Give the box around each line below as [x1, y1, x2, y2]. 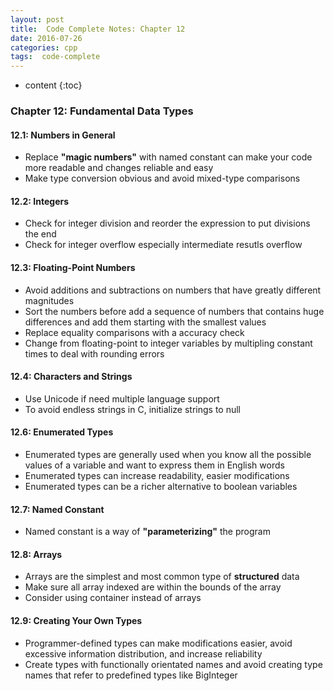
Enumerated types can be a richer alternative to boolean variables [24, 481, 298, 493]
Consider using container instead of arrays [24, 592, 202, 604]
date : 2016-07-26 [10, 33, 83, 43]
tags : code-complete [10, 52, 101, 62]
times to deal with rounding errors [24, 347, 165, 360]
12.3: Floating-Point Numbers [10, 262, 136, 274]
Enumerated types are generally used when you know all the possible [24, 449, 312, 461]
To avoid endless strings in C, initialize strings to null [24, 403, 241, 415]
